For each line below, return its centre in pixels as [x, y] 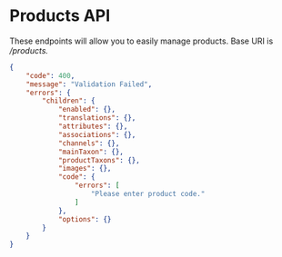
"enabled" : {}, [87, 110]
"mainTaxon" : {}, [91, 152]
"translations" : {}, [97, 118]
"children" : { [69, 101]
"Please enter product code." [148, 194]
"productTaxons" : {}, [99, 160]
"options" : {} [85, 219]
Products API [60, 16]
